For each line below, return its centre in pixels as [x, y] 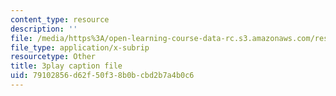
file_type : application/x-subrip [80, 47]
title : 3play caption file [66, 66]
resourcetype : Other [53, 57]
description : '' [44, 29]
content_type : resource [60, 19]
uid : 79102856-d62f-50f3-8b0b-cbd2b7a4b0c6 [102, 76]
